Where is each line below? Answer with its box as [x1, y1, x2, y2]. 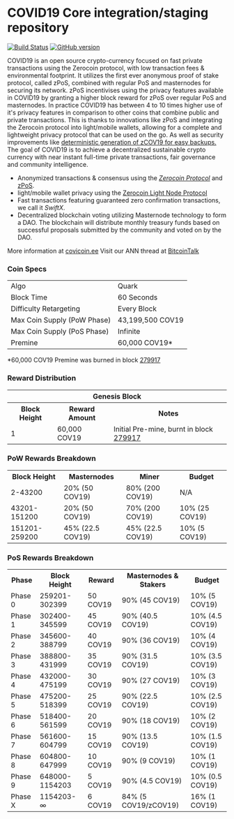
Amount [68, 413, 96, 422]
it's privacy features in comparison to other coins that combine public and [7, 108, 219, 117]
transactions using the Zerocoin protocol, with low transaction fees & [7, 64, 205, 72]
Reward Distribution [7, 374, 77, 383]
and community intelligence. [7, 160, 88, 168]
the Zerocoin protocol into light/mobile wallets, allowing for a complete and [7, 123, 222, 131]
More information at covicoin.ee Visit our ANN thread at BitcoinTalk [7, 246, 200, 255]
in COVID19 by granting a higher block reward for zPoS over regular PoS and [7, 93, 227, 102]
